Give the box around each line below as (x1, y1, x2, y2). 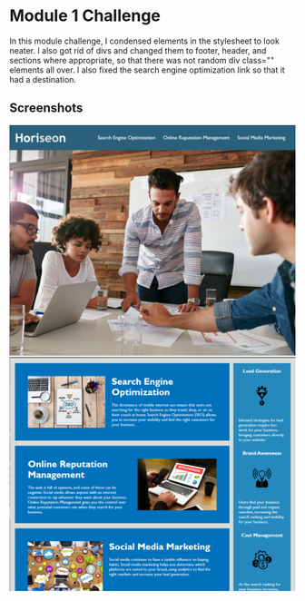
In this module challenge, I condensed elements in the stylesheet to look (9, 35, 280, 46)
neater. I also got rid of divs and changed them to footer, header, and (9, 44, 267, 55)
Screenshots (9, 101, 84, 116)
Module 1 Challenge (9, 5, 161, 26)
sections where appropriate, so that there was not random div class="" (9, 54, 275, 65)
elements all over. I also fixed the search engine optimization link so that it (9, 64, 286, 75)
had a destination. (9, 74, 77, 84)
